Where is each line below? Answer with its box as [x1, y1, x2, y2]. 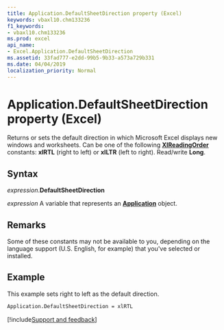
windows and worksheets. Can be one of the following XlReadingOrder [7, 141, 209, 149]
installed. [7, 252, 33, 260]
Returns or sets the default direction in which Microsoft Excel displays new [7, 134, 218, 142]
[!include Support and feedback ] [7, 315, 97, 323]
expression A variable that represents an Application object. [7, 200, 178, 208]
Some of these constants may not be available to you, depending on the [7, 237, 210, 246]
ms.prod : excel [7, 36, 51, 42]
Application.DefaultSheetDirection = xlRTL [7, 303, 134, 310]
